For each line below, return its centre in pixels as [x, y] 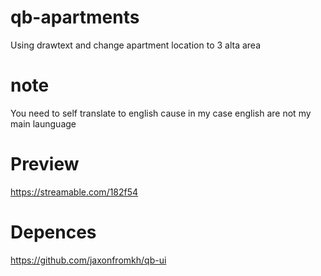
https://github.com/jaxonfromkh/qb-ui [88, 260]
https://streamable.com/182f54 [74, 192]
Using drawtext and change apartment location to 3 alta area [136, 45]
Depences [53, 232]
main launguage [43, 123]
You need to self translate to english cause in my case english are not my [161, 113]
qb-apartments [75, 17]
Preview [45, 164]
